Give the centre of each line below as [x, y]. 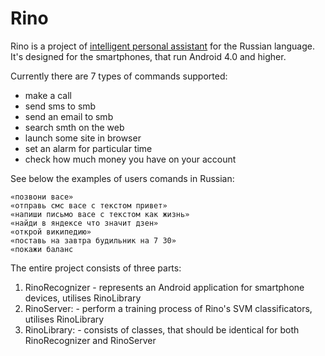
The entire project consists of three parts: [96, 268]
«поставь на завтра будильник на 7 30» [93, 240]
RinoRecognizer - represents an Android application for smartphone [164, 287]
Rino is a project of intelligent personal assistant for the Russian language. [162, 46]
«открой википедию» [51, 232]
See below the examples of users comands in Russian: [122, 178]
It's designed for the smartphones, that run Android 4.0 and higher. [148, 56]
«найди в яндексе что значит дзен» [84, 223]
